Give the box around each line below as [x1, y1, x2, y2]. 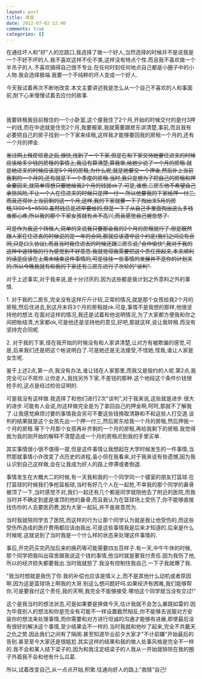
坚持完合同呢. [6, 326, 40, 333]
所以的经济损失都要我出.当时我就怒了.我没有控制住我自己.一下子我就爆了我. [6, 559, 192, 567]
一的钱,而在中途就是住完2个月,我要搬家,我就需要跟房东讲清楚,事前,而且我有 [6, 124, 192, 131]
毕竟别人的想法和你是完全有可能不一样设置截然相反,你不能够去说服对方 [11, 608, 188, 615]
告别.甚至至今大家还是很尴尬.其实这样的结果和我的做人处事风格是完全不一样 [6, 638, 195, 645]
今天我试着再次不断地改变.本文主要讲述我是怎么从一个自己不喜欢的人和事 [6, 84, 188, 91]
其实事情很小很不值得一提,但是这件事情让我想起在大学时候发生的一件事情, [6, 445, 189, 453]
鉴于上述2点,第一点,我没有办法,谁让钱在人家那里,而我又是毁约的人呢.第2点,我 [6, 367, 197, 375]
